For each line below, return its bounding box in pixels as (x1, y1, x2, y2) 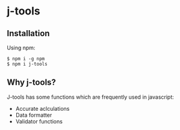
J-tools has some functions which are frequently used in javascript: (7, 93, 174, 101)
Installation (7, 28, 50, 39)
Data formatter (15, 111, 52, 119)
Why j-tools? (7, 77, 57, 88)
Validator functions (15, 117, 63, 125)
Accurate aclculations (15, 105, 70, 112)
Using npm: (7, 44, 36, 51)
